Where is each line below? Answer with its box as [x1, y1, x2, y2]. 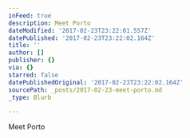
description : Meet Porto [8, 19, 91, 27]
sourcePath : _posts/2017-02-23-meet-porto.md [8, 85, 162, 94]
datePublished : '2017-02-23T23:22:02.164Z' [8, 34, 156, 42]
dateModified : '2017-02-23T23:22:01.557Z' [8, 26, 152, 34]
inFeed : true [8, 11, 52, 20]
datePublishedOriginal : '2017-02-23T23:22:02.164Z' [8, 78, 184, 86]
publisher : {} [8, 57, 56, 65]
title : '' [8, 41, 42, 49]
